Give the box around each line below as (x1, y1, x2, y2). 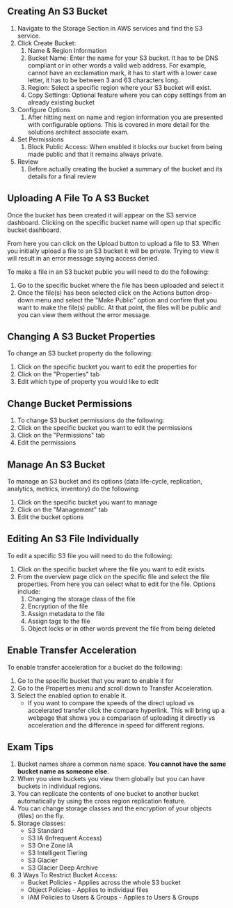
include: (17, 587, 40, 595)
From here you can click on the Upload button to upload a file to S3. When (7, 239, 220, 247)
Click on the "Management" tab (17, 505, 108, 514)
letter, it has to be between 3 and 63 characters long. (27, 76, 180, 84)
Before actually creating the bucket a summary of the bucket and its (27, 164, 223, 173)
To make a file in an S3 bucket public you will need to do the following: (7, 268, 209, 276)
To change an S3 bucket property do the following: (7, 349, 153, 357)
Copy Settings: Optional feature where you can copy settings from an (27, 91, 227, 99)
